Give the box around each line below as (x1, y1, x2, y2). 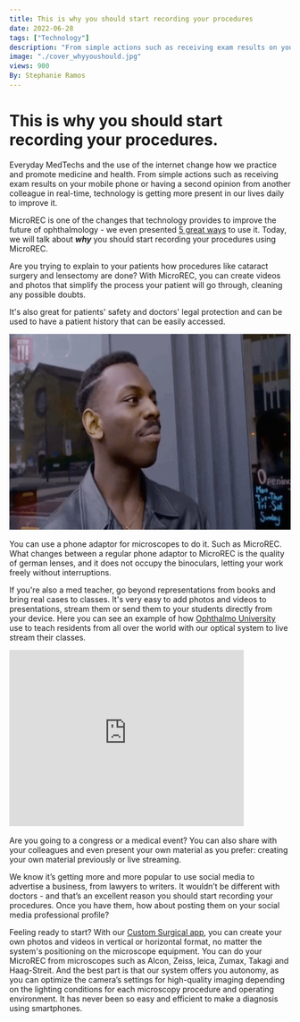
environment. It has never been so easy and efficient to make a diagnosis (9, 993, 279, 1004)
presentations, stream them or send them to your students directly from (9, 603, 273, 614)
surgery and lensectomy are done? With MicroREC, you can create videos (9, 269, 281, 281)
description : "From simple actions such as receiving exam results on (9, 43, 278, 52)
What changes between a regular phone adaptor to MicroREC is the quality (9, 548, 285, 558)
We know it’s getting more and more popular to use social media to (9, 871, 255, 881)
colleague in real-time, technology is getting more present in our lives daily (9, 188, 285, 199)
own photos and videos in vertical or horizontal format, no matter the (9, 936, 262, 947)
